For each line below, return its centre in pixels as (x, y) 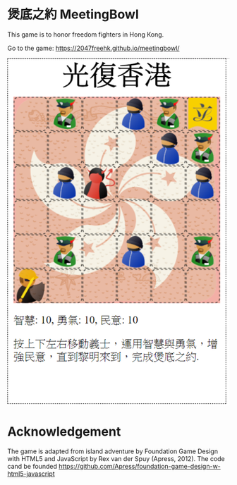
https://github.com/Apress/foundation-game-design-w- (140, 467)
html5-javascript (31, 474)
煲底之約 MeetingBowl (73, 14)
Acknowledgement (64, 432)
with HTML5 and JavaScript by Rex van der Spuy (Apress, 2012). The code (116, 459)
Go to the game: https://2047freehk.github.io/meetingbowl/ (93, 48)
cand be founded (32, 467)
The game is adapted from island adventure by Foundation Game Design (113, 451)
